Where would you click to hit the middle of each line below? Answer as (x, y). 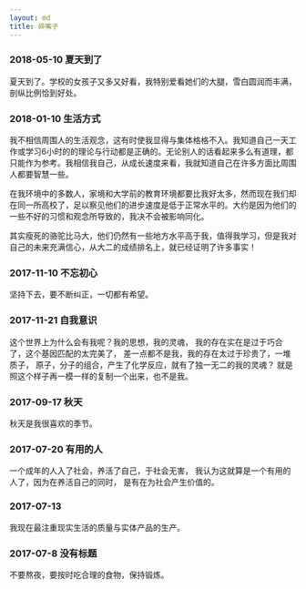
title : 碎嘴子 (34, 26)
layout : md (30, 18)
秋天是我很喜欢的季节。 (53, 423)
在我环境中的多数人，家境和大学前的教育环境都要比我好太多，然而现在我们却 (153, 194)
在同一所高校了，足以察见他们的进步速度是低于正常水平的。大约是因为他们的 (153, 205)
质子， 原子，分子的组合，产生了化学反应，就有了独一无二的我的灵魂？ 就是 (151, 364)
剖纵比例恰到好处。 (46, 93)
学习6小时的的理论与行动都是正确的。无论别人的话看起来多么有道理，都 (159, 152)
